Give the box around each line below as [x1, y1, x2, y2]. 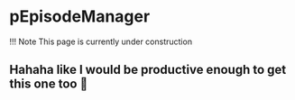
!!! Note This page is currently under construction [9, 36, 192, 47]
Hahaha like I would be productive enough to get [9, 62, 287, 77]
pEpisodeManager [9, 6, 151, 27]
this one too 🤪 [9, 77, 88, 92]
